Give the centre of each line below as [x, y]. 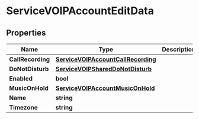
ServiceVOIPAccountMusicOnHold [105, 88]
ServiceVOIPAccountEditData [80, 11]
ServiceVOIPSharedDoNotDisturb [104, 69]
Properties [26, 33]
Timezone [23, 107]
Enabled [21, 78]
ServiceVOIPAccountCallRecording [106, 59]
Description [179, 49]
